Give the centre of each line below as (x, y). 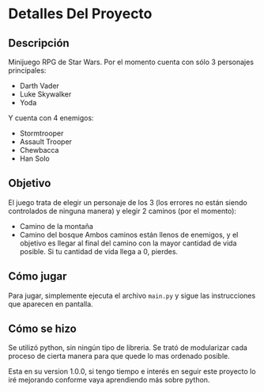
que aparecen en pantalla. (51, 304)
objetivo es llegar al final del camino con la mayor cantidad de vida (128, 243)
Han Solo (34, 158)
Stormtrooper (41, 133)
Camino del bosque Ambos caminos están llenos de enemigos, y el (129, 234)
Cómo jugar (38, 277)
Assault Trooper (46, 142)
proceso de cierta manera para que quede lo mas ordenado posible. (119, 356)
